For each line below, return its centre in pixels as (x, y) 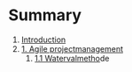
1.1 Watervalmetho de (72, 58)
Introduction (43, 40)
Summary (45, 15)
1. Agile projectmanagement (72, 48)
